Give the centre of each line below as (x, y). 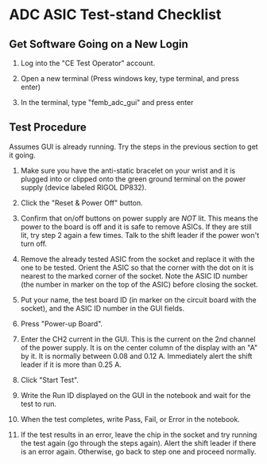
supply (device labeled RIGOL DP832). (83, 187)
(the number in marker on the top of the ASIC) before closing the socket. (139, 284)
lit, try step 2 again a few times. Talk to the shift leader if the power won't (140, 235)
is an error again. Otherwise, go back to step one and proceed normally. (138, 451)
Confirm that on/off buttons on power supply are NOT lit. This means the (139, 218)
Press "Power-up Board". (62, 323)
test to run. (38, 404)
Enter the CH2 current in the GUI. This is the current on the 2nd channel (138, 339)
